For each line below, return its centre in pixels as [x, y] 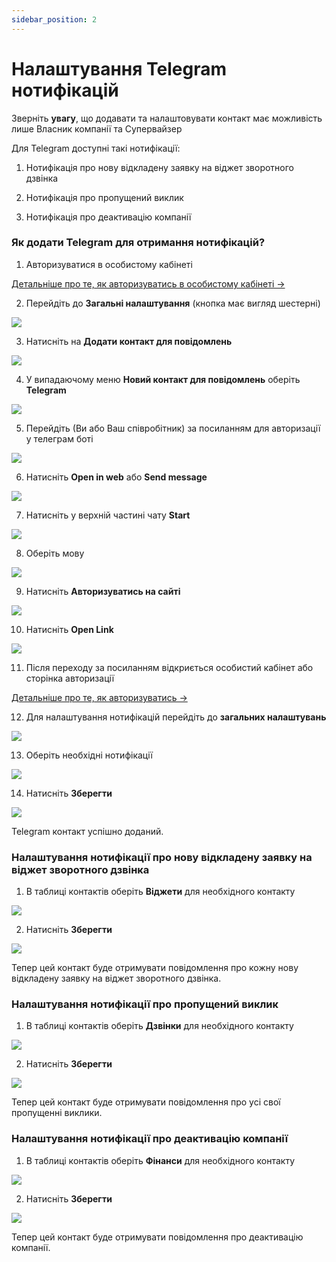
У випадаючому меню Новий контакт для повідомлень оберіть [163, 379]
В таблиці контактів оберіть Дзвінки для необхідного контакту [159, 1026]
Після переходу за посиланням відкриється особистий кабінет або [169, 667]
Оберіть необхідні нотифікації [89, 755]
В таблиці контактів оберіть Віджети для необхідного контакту [160, 892]
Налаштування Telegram [119, 68]
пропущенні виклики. [57, 1113]
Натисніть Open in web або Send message [116, 477]
